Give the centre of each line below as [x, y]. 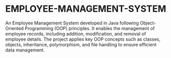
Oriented [15, 28]
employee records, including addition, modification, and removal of [76, 34]
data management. [25, 50]
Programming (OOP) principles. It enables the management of [90, 28]
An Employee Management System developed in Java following [72, 23]
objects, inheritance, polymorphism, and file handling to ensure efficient [81, 44]
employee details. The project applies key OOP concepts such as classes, [83, 39]
